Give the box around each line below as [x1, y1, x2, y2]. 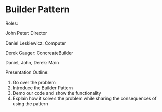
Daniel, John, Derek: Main [5, 59, 59, 65]
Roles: [5, 20, 19, 26]
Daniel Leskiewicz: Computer [5, 40, 66, 46]
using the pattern [12, 100, 49, 107]
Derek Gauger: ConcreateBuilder [5, 50, 73, 56]
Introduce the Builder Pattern [12, 85, 73, 91]
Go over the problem [12, 79, 56, 85]
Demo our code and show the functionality [12, 90, 102, 96]
